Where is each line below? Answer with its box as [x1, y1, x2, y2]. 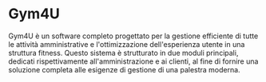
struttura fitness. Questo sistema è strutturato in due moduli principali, [8, 48, 239, 57]
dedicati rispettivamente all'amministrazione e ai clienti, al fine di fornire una [8, 57, 259, 66]
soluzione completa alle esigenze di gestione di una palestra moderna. [8, 64, 241, 74]
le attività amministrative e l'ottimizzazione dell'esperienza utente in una [8, 39, 245, 49]
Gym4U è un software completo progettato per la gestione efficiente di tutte [8, 31, 259, 41]
